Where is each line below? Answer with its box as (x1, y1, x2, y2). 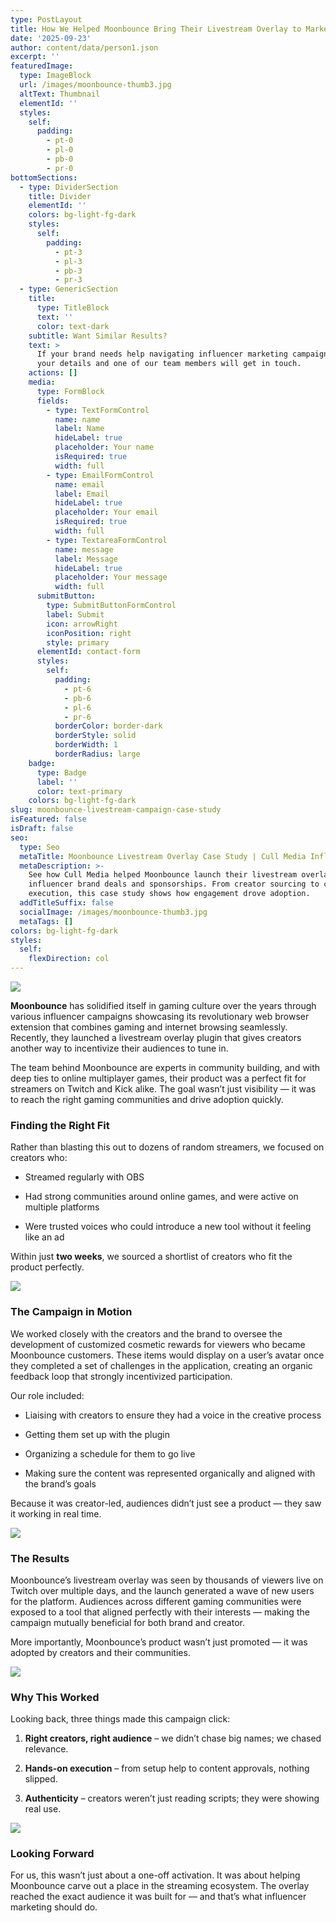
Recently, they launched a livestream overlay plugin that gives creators (10, 1032, 302, 1043)
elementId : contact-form (36, 647, 141, 657)
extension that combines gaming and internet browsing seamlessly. (10, 1021, 288, 1033)
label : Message (54, 554, 118, 564)
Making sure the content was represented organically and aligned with (24, 1467, 316, 1479)
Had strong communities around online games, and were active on (24, 1191, 299, 1203)
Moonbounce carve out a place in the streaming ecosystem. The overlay (10, 1880, 310, 1892)
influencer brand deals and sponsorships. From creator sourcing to (28, 879, 320, 890)
